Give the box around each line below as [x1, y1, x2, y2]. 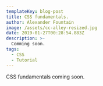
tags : [6, 46, 19, 52]
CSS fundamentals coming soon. [6, 73, 85, 80]
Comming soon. [11, 41, 45, 47]
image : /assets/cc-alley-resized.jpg [6, 24, 98, 31]
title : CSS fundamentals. [6, 14, 69, 20]
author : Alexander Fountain [6, 19, 74, 25]
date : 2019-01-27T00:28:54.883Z [6, 30, 84, 36]
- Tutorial [11, 57, 38, 63]
